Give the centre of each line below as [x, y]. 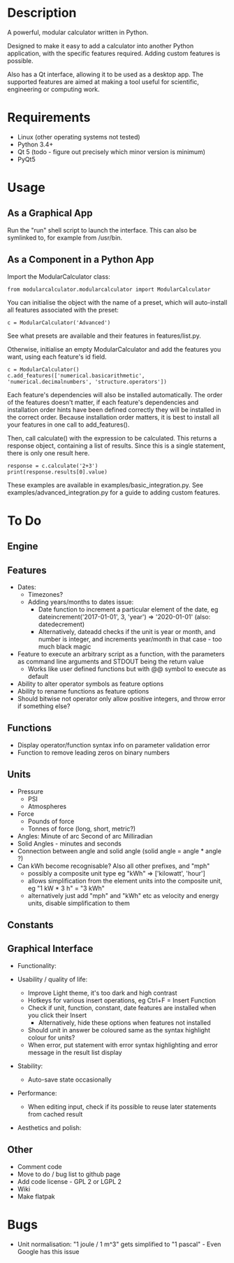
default [38, 677]
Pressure [30, 791]
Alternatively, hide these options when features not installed [124, 1022]
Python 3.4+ [35, 144]
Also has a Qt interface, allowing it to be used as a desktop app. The [105, 74]
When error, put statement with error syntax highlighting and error [123, 1044]
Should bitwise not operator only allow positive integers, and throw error [121, 699]
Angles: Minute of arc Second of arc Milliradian [85, 836]
